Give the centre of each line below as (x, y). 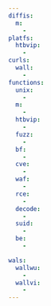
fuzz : (25, 134)
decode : (28, 209)
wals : (17, 260)
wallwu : (28, 268)
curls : (19, 61)
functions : (26, 82)
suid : (25, 224)
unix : (25, 90)
